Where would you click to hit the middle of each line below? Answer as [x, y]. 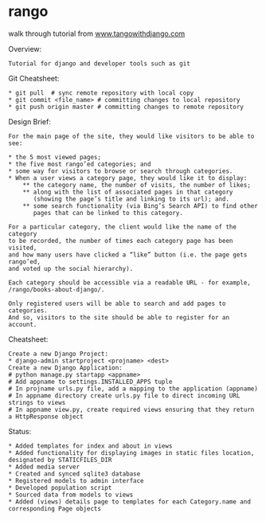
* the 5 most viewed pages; [55, 157]
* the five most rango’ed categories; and [80, 164]
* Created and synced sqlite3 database [74, 474]
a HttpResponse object [46, 417]
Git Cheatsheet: [34, 78]
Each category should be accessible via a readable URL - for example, [129, 282]
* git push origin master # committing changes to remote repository [126, 107]
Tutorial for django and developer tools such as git [100, 63]
